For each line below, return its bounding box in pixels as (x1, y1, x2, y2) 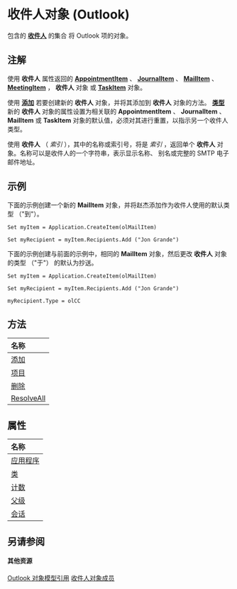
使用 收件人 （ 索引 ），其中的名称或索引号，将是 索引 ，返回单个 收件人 (7, 140, 216, 148)
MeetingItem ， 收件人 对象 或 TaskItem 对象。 (7, 83, 147, 92)
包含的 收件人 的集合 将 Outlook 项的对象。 (7, 31, 133, 40)
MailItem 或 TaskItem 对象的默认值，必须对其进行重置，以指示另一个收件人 (7, 116, 228, 124)
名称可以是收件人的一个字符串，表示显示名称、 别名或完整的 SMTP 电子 (19, 148, 229, 157)
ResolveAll (11, 393, 46, 403)
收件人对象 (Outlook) (7, 6, 130, 23)
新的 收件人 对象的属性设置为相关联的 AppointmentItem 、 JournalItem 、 (7, 107, 226, 116)
